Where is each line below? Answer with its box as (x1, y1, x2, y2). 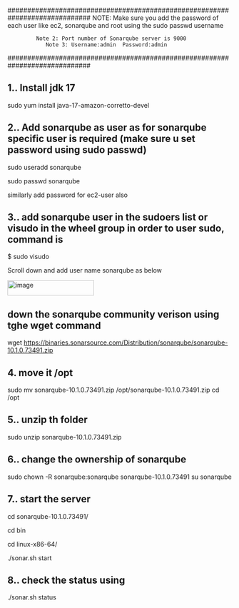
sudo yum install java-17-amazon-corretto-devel (7, 101, 150, 109)
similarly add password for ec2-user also (7, 191, 128, 199)
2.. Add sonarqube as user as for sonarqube (7, 121, 207, 134)
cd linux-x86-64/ (7, 539, 58, 548)
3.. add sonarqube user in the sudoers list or (7, 211, 208, 223)
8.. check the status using (7, 574, 126, 586)
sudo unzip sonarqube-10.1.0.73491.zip (7, 432, 122, 441)
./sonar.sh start (7, 553, 52, 562)
